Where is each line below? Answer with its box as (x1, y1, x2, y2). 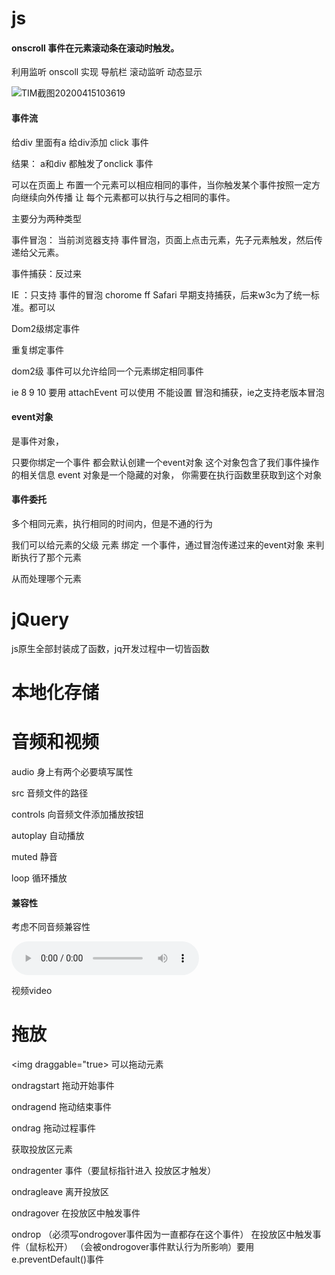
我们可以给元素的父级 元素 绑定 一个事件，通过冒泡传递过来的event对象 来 (11, 539, 316, 551)
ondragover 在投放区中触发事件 (11, 1207, 141, 1219)
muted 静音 (11, 851, 58, 863)
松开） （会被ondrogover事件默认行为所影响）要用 (45, 1241, 255, 1253)
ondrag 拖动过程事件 (11, 1122, 96, 1134)
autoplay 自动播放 (11, 830, 85, 842)
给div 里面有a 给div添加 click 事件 (11, 136, 149, 148)
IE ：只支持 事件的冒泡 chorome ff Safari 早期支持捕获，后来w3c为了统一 (11, 288, 311, 301)
